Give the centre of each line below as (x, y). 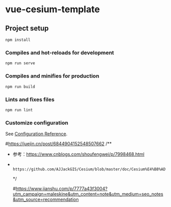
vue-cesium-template (53, 9)
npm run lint (19, 110)
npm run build (20, 87)
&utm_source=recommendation (46, 199)
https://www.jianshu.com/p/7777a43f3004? (62, 189)
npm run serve (20, 63)
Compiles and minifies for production (52, 76)
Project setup (27, 28)
